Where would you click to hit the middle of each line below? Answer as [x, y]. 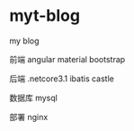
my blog [24, 41]
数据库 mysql [34, 98]
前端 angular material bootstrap [67, 59]
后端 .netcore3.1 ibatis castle [62, 79]
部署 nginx [29, 117]
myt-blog [45, 16]
